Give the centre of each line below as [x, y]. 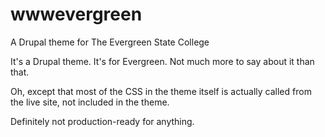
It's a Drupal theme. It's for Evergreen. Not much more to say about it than [162, 61]
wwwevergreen [76, 14]
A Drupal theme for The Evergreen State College [110, 42]
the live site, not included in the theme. [90, 102]
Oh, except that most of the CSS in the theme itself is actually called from [161, 91]
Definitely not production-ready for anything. [102, 121]
